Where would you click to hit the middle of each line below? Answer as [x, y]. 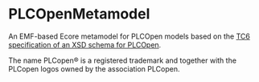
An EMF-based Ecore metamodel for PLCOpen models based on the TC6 [129, 36]
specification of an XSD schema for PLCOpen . [85, 44]
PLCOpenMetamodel [79, 14]
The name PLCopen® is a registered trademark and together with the [123, 60]
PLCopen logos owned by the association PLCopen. [94, 68]
